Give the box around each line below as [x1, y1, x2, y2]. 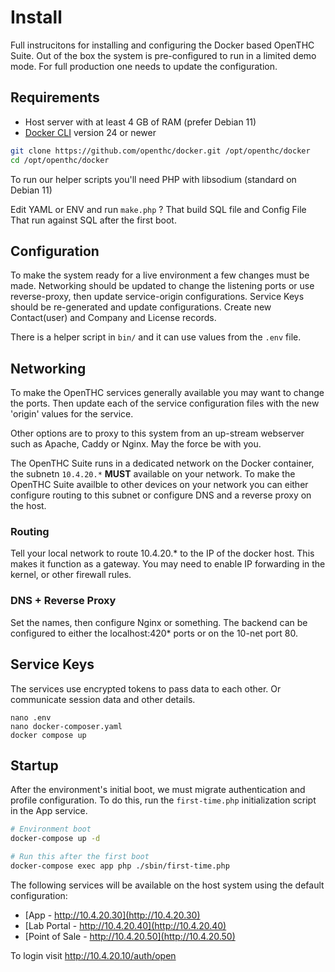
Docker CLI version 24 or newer [24, 126, 157, 138]
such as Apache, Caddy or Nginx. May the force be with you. [10, 438, 262, 450]
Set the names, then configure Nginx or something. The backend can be [10, 616, 308, 628]
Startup [10, 757, 59, 774]
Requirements [10, 89, 100, 106]
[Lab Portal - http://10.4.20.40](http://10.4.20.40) [24, 919, 227, 931]
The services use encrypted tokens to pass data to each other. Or [10, 682, 282, 695]
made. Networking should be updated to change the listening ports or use [10, 280, 315, 292]
